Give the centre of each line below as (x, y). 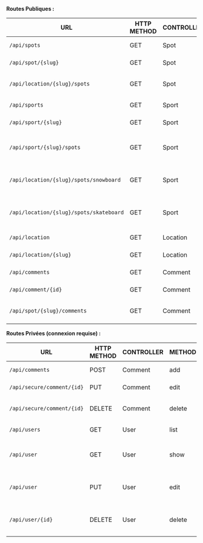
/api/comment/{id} (36, 290)
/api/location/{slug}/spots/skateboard (66, 212)
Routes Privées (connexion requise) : (53, 333)
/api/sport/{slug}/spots (45, 147)
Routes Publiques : (30, 9)
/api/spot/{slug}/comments (48, 311)
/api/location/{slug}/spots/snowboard (65, 180)
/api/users (25, 429)
